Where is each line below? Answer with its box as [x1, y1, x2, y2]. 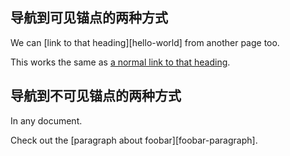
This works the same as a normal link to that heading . [10, 56, 231, 68]
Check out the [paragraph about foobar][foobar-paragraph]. [10, 134, 258, 146]
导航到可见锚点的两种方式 [10, 9, 168, 27]
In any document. [10, 114, 83, 127]
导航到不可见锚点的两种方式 [10, 88, 182, 105]
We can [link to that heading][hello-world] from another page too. [10, 36, 280, 48]
